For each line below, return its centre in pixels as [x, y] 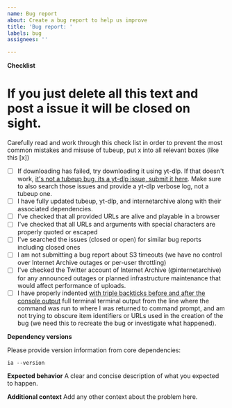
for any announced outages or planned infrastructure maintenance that [119, 278]
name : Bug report [32, 14]
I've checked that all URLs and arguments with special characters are [116, 225]
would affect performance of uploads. [72, 285]
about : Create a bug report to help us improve [77, 20]
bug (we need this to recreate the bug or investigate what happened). [117, 323]
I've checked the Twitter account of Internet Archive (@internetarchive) [119, 270]
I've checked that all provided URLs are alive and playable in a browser [118, 216]
